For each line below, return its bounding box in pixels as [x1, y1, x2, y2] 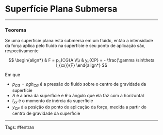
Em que [5, 72, 20, 78]
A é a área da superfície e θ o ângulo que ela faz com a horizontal [12, 93, 144, 99]
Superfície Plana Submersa [5, 3, 117, 15]
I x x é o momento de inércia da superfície [12, 98, 93, 105]
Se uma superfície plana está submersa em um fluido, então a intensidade [5, 38, 153, 44]
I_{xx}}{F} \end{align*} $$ [55, 62, 108, 68]
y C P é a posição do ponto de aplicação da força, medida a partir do [12, 104, 147, 111]
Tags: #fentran [5, 124, 34, 130]
